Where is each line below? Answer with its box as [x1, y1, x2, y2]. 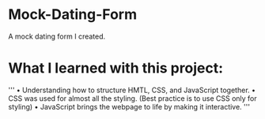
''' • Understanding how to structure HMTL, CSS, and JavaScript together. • [8, 85, 256, 95]
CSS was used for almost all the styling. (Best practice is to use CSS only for [8, 93, 257, 103]
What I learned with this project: [8, 59, 224, 77]
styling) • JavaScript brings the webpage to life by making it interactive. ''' [8, 102, 251, 111]
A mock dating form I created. [8, 32, 106, 41]
